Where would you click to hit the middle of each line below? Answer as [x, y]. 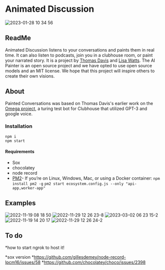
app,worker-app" [29, 188]
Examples [20, 203]
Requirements [20, 152]
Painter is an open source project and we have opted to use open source [79, 65]
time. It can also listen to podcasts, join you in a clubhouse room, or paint [79, 55]
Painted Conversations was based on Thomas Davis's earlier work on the [79, 103]
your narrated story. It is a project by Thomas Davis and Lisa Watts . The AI [80, 60]
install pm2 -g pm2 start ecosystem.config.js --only [68, 184]
